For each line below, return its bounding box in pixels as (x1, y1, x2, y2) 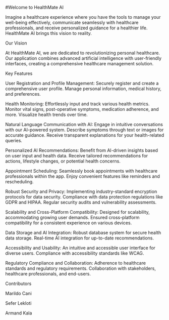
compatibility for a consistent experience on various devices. (5, 220, 132, 226)
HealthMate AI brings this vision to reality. (5, 30, 92, 36)
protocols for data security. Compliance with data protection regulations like (5, 194, 163, 199)
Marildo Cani (5, 291, 32, 296)
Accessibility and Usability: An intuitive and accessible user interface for (5, 245, 155, 251)
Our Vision (5, 40, 27, 46)
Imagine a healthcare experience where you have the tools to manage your (5, 14, 161, 20)
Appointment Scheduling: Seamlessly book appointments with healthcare (5, 168, 158, 174)
